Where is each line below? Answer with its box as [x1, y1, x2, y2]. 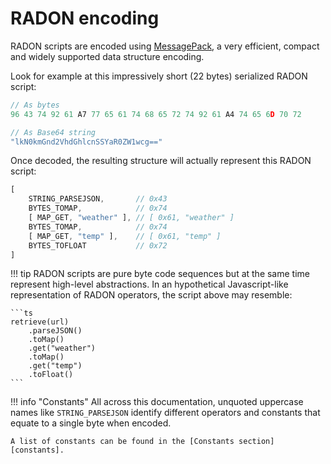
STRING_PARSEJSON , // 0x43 [28, 194, 168, 204]
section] [238, 437, 275, 447]
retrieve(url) [10, 317, 70, 327]
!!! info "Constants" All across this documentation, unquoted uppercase [10, 396, 304, 408]
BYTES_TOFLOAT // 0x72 [28, 240, 168, 251]
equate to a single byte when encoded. [10, 417, 172, 429]
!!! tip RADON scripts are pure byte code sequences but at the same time [10, 268, 310, 280]
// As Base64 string [10, 127, 97, 137]
